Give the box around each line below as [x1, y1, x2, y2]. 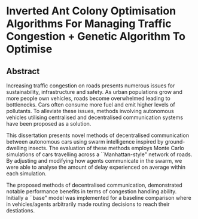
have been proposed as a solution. [6, 120, 92, 127]
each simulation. [6, 170, 47, 177]
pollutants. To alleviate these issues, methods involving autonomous [6, 108, 175, 114]
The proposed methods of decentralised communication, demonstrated [6, 181, 182, 188]
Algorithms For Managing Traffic [6, 17, 172, 31]
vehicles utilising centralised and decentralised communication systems [6, 114, 184, 121]
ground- [165, 138, 185, 145]
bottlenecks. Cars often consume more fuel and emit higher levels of [6, 101, 175, 108]
